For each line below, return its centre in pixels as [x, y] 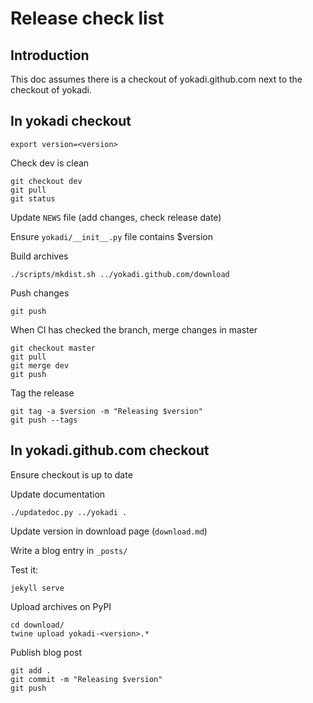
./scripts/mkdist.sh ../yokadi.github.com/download [120, 274]
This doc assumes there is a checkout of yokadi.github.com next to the [156, 79]
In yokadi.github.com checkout [110, 450]
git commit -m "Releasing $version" [86, 679]
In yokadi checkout [71, 121]
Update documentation [58, 494]
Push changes [40, 293]
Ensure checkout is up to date [71, 474]
